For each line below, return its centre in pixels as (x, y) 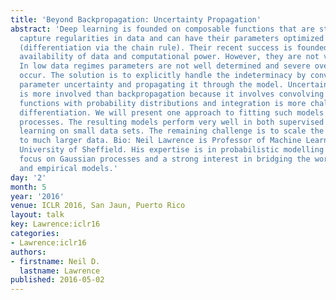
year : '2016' (37, 196)
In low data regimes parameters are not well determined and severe (165, 66)
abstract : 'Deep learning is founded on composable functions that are (162, 29)
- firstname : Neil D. (55, 261)
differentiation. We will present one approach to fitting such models (172, 112)
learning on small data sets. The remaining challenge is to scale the (172, 131)
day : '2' (28, 177)
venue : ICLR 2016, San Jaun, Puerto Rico (98, 206)
